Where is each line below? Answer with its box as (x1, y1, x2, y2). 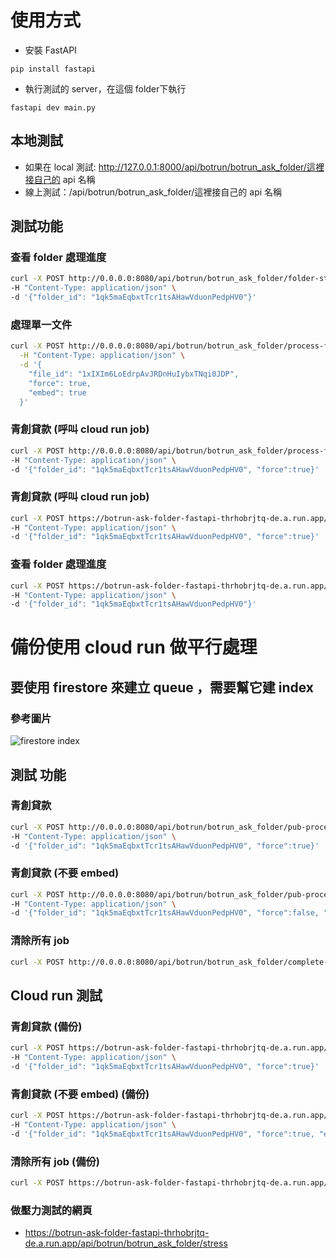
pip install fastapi (10, 64, 97, 74)
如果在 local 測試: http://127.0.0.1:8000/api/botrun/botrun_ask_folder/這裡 (24, 161, 325, 173)
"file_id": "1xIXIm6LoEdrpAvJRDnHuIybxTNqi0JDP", (28, 369, 240, 379)
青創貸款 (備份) (10, 1019, 83, 1033)
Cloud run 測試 (10, 987, 103, 1004)
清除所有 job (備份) (10, 1154, 101, 1168)
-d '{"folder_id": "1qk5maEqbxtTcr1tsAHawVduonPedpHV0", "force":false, (10, 908, 320, 918)
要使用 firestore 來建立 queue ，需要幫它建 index (10, 679, 314, 696)
